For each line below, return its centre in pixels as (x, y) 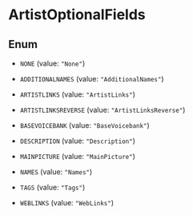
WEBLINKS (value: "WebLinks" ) (67, 203)
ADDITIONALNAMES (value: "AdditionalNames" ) (92, 79)
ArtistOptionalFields (77, 15)
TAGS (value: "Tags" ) (52, 187)
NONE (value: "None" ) (52, 63)
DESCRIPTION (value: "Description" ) (78, 141)
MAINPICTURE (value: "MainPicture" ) (78, 156)
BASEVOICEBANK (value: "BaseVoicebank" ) (84, 125)
